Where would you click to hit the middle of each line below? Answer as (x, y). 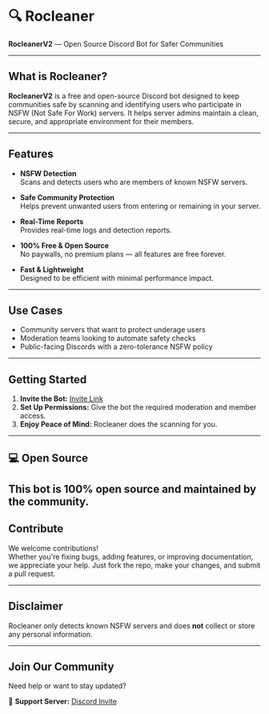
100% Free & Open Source (64, 245)
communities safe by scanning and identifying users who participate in (125, 104)
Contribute (36, 529)
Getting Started (48, 379)
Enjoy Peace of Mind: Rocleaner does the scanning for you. (118, 424)
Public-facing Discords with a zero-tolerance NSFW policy (116, 347)
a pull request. (32, 573)
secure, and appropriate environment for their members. (101, 121)
